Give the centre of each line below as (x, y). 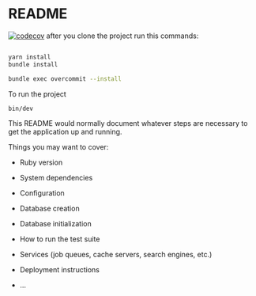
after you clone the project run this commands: (122, 36)
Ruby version (41, 162)
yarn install (30, 57)
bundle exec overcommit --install (65, 79)
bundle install (33, 64)
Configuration (42, 193)
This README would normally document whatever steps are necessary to (128, 123)
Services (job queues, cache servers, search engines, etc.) (116, 255)
